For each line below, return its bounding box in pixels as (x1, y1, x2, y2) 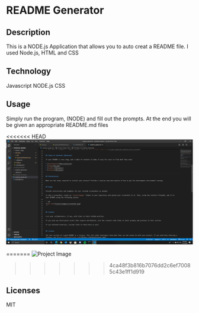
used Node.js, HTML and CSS (6, 49, 79, 56)
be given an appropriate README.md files (6, 121, 108, 128)
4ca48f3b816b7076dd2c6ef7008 (109, 262, 191, 269)
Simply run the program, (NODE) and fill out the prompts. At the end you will (6, 115, 191, 122)
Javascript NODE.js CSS (6, 82, 66, 89)
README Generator (6, 4, 104, 17)
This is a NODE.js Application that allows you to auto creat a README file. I (6, 43, 188, 50)
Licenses (6, 285, 40, 295)
